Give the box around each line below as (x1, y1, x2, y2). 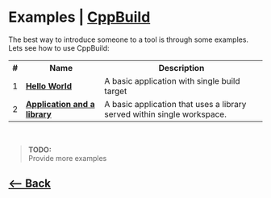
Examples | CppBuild (8, 8, 151, 27)
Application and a (25, 98, 95, 109)
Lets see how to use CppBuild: (8, 43, 110, 52)
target (104, 85, 127, 97)
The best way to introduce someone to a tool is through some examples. (8, 35, 248, 44)
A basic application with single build (104, 75, 240, 86)
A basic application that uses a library (104, 98, 247, 109)
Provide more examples (27, 153, 107, 163)
